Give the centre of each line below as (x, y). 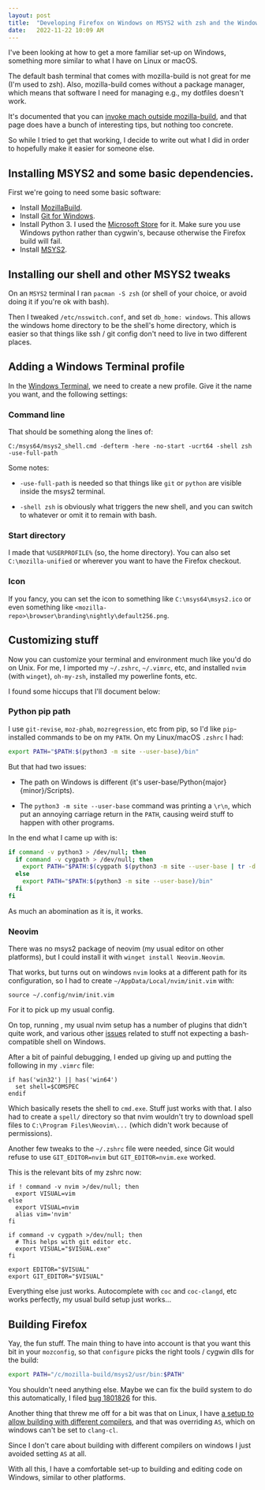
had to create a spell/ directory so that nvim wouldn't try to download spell (131, 1117)
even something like (41, 607)
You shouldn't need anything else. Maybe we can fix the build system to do (130, 1389)
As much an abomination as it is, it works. (76, 911)
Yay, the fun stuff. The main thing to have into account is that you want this (129, 1343)
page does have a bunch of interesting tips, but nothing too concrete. (121, 125)
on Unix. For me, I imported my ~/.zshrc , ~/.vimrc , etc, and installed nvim (127, 668)
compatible (26, 1042)
